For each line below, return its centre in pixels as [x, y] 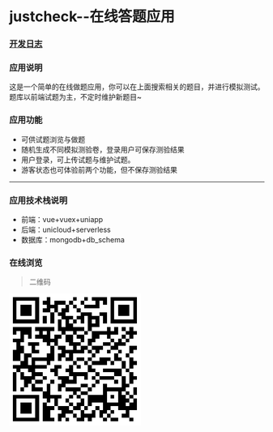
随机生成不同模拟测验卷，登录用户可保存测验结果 [102, 149]
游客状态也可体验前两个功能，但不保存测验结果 [99, 169]
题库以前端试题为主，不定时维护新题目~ [76, 97]
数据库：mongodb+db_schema [73, 240]
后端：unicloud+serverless [66, 229]
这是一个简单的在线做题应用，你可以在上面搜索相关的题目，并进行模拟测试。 [137, 87]
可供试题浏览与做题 [53, 139]
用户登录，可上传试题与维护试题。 [78, 160]
